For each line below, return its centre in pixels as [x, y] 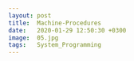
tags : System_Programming [55, 45]
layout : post [30, 15]
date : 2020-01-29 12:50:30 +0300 [67, 30]
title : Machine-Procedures [55, 23]
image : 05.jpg [33, 38]
